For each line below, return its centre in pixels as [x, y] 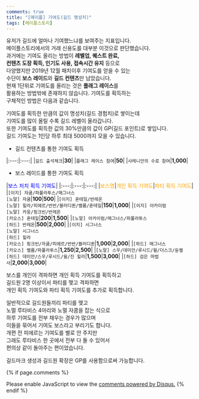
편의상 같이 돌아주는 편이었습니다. [46, 348]
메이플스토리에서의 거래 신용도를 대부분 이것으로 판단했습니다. [79, 48]
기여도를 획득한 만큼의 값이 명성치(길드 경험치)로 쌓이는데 [73, 113]
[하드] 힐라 [19, 238]
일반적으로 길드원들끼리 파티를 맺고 [47, 303]
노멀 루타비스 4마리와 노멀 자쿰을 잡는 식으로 [58, 310]
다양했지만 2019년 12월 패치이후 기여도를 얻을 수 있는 [68, 71]
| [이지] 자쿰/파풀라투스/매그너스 [40, 193]
